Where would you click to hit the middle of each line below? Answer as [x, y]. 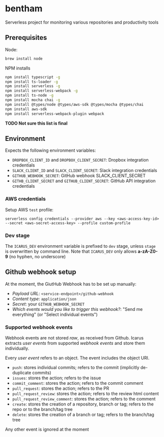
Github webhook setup [41, 272]
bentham [24, 9]
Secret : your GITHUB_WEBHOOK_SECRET [48, 304]
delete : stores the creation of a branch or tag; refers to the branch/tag [83, 415]
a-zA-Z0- [148, 251]
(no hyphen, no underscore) [38, 256]
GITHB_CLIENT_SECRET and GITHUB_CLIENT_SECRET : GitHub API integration [84, 181]
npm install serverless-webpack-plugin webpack [55, 114]
